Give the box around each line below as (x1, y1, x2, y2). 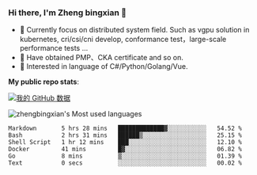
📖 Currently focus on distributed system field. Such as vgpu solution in (19, 25, 250, 35)
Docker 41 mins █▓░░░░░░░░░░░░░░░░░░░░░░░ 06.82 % (8, 146, 243, 154)
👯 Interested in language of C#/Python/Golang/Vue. (19, 62, 188, 71)
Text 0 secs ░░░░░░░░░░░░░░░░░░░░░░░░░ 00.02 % (8, 159, 243, 167)
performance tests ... (19, 44, 89, 53)
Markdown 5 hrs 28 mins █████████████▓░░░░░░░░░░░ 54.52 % (8, 124, 243, 133)
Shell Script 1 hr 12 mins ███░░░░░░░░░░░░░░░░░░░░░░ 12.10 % (8, 139, 243, 146)
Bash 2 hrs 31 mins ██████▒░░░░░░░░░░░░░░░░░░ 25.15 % (8, 131, 243, 139)
